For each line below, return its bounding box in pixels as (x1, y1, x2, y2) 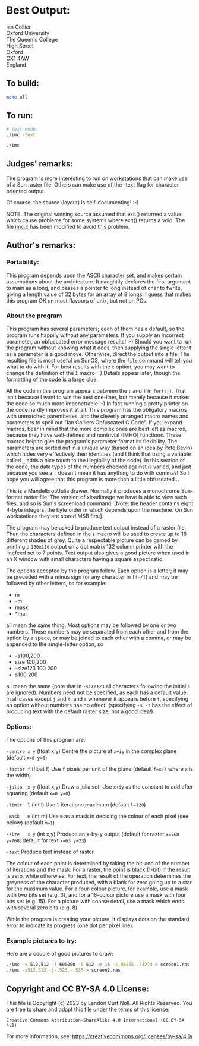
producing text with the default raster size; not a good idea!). (6, 708, 155, 715)
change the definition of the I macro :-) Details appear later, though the (6, 369, 181, 376)
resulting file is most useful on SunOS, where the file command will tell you (6, 357, 192, 364)
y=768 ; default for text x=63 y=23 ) (6, 837, 86, 844)
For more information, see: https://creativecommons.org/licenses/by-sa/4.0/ (6, 1033, 193, 1040)
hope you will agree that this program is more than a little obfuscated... (6, 475, 179, 483)
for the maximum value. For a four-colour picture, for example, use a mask (6, 885, 188, 892)
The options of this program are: (6, 736, 86, 743)
